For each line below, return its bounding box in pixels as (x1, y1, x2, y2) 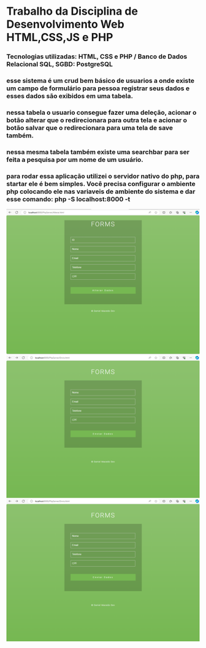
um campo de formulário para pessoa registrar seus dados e (6, 84, 190, 93)
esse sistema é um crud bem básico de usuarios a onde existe (6, 77, 195, 85)
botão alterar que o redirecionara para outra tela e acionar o (6, 115, 188, 124)
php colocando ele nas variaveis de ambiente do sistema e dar (6, 187, 196, 196)
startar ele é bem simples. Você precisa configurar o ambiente (6, 179, 196, 188)
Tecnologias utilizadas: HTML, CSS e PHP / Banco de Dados (6, 52, 188, 61)
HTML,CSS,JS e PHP (6, 31, 113, 44)
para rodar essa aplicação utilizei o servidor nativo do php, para (6, 172, 200, 180)
